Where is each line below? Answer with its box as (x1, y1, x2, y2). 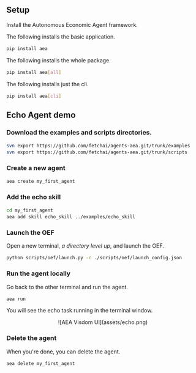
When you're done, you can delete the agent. (6, 348, 121, 355)
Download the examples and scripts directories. (6, 128, 152, 136)
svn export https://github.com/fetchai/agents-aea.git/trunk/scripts (6, 149, 188, 155)
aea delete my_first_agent (6, 360, 75, 366)
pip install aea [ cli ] (6, 93, 62, 99)
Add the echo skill (6, 193, 61, 201)
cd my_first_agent (6, 207, 53, 213)
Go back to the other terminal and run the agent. (6, 283, 129, 290)
